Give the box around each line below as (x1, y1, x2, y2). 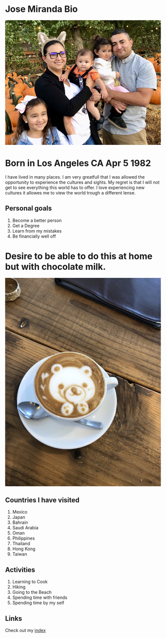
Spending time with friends (12, 594, 68, 601)
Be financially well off (12, 233, 56, 239)
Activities (5, 566, 36, 574)
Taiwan (12, 551, 27, 557)
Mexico (12, 509, 28, 515)
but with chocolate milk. (5, 261, 106, 272)
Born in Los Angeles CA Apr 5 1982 (5, 158, 151, 169)
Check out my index (5, 627, 46, 633)
